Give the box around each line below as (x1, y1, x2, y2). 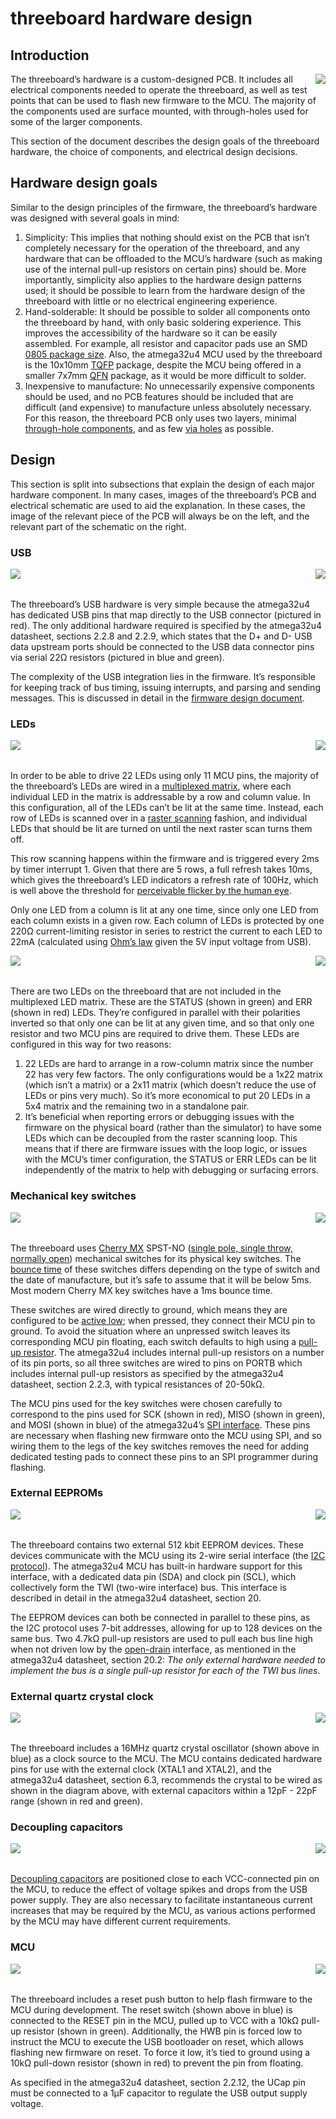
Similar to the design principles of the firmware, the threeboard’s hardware (10, 201, 318, 213)
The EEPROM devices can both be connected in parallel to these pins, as (10, 1611, 311, 1623)
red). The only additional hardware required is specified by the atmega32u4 (10, 619, 323, 631)
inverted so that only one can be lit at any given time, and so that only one (10, 1017, 315, 1029)
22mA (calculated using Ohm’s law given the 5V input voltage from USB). (10, 936, 312, 948)
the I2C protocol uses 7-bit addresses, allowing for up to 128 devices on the (10, 1622, 323, 1634)
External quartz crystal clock (10, 1689, 154, 1703)
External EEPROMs (10, 1486, 104, 1500)
